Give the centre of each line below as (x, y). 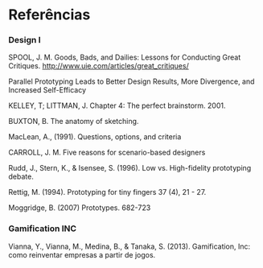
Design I (25, 40)
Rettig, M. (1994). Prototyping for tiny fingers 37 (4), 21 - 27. (107, 192)
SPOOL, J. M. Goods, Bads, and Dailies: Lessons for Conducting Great (125, 57)
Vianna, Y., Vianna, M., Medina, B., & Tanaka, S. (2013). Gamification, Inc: (129, 246)
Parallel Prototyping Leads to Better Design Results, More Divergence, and (131, 81)
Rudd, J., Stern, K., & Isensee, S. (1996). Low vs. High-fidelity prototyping (130, 168)
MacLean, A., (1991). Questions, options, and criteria (95, 137)
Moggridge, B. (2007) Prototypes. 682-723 (80, 208)
